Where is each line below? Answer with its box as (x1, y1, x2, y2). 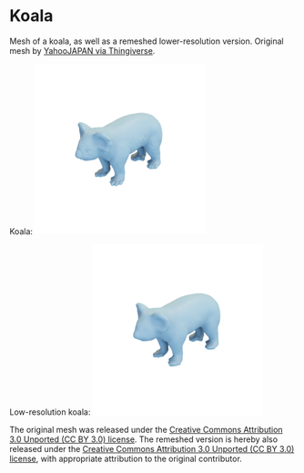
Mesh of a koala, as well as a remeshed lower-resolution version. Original (9, 36, 284, 46)
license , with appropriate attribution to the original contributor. (9, 453, 243, 464)
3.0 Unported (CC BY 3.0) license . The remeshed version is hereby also (9, 434, 279, 445)
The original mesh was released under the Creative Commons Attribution (9, 424, 284, 435)
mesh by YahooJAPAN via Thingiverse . (9, 45, 156, 56)
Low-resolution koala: (9, 406, 91, 417)
